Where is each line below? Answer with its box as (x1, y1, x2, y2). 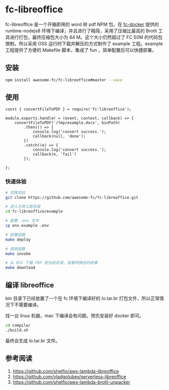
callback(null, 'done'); (32, 134, 86, 139)
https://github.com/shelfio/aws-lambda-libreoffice (12, 368, 119, 374)
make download (5, 265, 36, 270)
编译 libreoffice (5, 281, 54, 289)
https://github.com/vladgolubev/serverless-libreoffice (12, 374, 126, 380)
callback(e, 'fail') (32, 152, 77, 157)
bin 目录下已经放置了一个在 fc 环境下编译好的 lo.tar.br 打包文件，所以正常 (5, 295, 160, 302)
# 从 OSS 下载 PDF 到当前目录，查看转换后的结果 (5, 261, 98, 266)
